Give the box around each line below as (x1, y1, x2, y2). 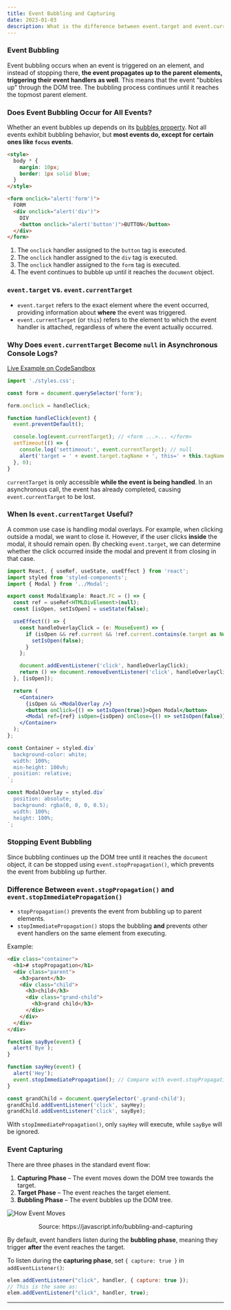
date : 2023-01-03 (7, 16, 57, 23)
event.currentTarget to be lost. (7, 492, 96, 500)
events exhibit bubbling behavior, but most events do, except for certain (7, 130, 214, 138)
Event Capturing (7, 1145, 63, 1155)
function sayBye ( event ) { (7, 1039, 81, 1045)
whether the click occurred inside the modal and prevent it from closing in (7, 547, 217, 555)
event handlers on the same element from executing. (16, 929, 167, 937)
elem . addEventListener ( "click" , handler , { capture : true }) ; (7, 1276, 189, 1284)
